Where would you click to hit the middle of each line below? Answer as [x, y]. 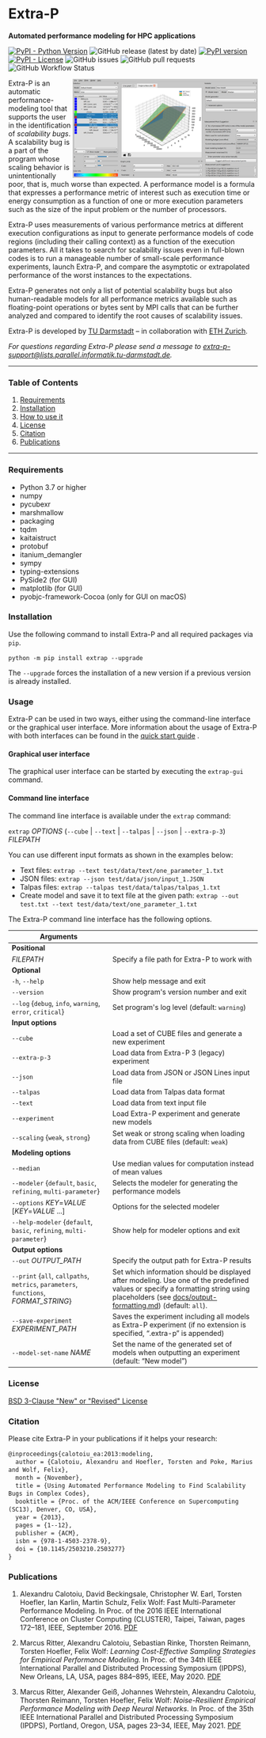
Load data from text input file [160, 1103]
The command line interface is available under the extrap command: [120, 815]
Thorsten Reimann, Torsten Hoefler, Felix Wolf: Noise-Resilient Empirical [137, 1700]
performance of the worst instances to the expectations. [100, 275]
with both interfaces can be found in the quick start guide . [104, 736]
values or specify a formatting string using [181, 1288]
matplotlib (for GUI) [51, 588]
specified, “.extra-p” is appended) [168, 1333]
